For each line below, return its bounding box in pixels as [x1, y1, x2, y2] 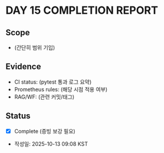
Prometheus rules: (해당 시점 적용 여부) [14, 85, 108, 93]
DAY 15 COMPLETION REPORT [5, 4, 159, 17]
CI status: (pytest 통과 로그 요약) [14, 78, 92, 85]
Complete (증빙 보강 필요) [14, 127, 76, 134]
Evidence [5, 62, 41, 72]
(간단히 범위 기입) [14, 44, 55, 51]
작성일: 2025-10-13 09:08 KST [14, 140, 88, 147]
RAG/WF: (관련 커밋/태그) [14, 93, 75, 100]
